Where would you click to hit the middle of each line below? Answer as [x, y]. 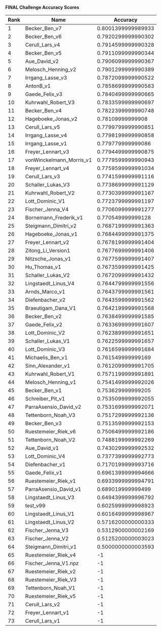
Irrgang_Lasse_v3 [46, 78]
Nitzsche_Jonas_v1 [48, 259]
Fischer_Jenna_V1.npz [52, 563]
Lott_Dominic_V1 [45, 201]
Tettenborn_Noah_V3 [50, 415]
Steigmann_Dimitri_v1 [51, 547]
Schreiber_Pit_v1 [45, 399]
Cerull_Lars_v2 [43, 604]
